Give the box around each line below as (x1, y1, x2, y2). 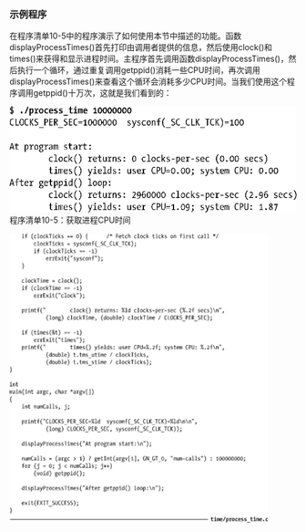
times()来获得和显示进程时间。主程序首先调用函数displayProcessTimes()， (9, 53, 289, 65)
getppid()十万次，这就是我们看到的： (33, 88, 172, 99)
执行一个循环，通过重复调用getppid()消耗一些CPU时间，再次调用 (16, 65, 261, 76)
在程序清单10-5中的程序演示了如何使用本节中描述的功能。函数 (9, 30, 242, 42)
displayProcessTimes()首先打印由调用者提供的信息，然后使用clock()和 (9, 42, 273, 53)
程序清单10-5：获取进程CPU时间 (9, 214, 131, 225)
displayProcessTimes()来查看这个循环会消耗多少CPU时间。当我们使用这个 (9, 76, 288, 88)
